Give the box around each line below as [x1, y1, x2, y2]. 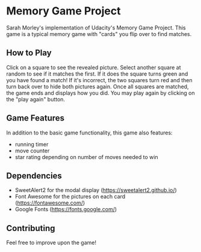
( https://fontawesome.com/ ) [14, 199, 85, 206]
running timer [14, 140, 49, 148]
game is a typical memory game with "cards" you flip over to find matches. [6, 30, 192, 37]
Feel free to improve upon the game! [6, 239, 97, 247]
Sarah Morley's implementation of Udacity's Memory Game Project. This [6, 24, 186, 31]
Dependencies [6, 170, 62, 181]
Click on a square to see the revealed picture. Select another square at [6, 64, 182, 71]
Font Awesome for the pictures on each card [14, 193, 126, 200]
